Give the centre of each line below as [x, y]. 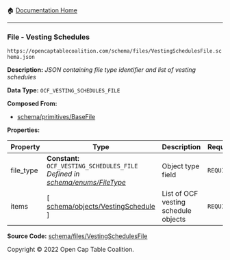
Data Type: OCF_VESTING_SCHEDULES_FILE [64, 90]
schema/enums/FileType [87, 183]
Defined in [63, 174]
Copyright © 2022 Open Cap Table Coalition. [71, 250]
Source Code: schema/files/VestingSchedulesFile [77, 236]
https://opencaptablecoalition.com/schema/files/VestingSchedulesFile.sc [115, 51]
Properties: [23, 130]
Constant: [63, 159]
